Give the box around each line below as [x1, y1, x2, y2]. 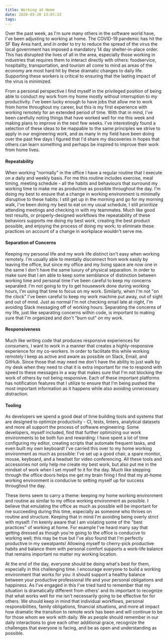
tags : [5, 17, 17, 22]
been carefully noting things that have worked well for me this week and [5, 115, 154, 121]
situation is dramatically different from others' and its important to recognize [5, 588, 163, 594]
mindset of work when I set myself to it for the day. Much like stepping [5, 467, 150, 473]
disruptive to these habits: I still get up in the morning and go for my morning [5, 196, 163, 202]
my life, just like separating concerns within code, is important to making [5, 309, 155, 315]
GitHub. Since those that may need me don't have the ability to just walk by [5, 358, 160, 364]
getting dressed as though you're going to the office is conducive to [5, 530, 146, 536]
